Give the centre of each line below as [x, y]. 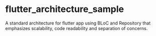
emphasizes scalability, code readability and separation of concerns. [76, 28]
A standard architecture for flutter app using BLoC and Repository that [78, 23]
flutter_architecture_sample [65, 9]
